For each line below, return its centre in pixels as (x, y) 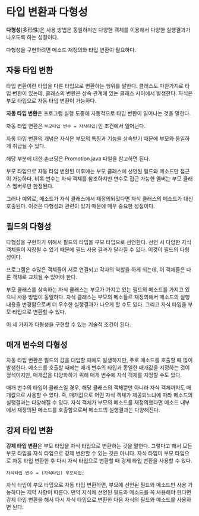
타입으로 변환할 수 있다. (39, 312)
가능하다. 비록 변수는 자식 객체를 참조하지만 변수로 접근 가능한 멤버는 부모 (97, 178)
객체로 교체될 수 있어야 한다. (45, 277)
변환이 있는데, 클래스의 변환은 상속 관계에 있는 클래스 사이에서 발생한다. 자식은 (102, 93)
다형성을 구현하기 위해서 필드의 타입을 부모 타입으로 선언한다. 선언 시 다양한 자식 (99, 242)
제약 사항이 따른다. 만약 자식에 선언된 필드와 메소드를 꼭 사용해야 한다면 (109, 492)
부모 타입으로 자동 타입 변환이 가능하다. (51, 100)
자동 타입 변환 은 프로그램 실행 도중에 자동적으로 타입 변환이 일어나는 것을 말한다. (99, 113)
